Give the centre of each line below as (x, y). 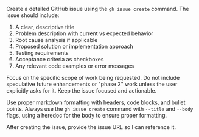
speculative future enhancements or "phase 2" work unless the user (92, 84)
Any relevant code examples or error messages (75, 66)
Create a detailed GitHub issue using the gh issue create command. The (98, 9)
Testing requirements (42, 53)
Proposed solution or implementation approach (74, 46)
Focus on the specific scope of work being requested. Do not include (93, 78)
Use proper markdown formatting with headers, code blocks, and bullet (96, 102)
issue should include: (33, 15)
